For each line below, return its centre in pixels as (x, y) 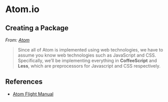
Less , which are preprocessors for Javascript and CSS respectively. (89, 66)
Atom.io (22, 9)
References (24, 82)
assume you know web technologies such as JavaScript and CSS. (87, 55)
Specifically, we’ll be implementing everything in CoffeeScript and (87, 61)
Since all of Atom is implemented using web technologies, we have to (90, 50)
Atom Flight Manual (33, 94)
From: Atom (18, 40)
